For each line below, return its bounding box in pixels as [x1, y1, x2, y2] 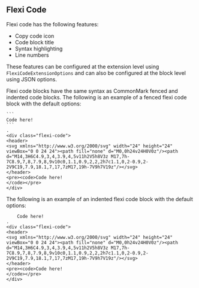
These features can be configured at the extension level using [6, 63, 159, 70]
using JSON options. [6, 75, 58, 83]
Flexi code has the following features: [6, 20, 99, 28]
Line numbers [14, 51, 49, 59]
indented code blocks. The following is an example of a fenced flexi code [6, 93, 187, 101]
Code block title [14, 38, 55, 46]
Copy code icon [14, 32, 55, 40]
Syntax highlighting [14, 45, 63, 52]
